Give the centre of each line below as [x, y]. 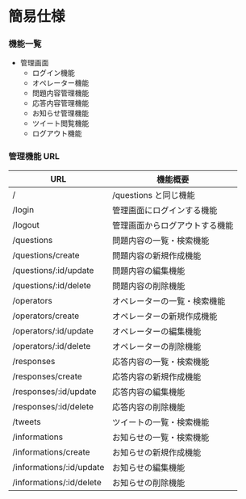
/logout [26, 224]
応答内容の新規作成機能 [156, 376]
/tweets [27, 421]
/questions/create [46, 255]
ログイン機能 [53, 73]
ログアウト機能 [57, 133]
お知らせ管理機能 [60, 113]
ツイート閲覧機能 [60, 124]
